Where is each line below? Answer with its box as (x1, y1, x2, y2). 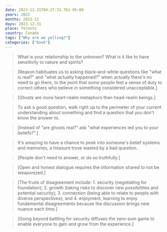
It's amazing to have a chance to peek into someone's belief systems (17, 139, 160, 145)
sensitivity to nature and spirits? (17, 59, 83, 65)
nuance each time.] (17, 206, 57, 212)
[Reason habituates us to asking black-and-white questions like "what (17, 69, 161, 75)
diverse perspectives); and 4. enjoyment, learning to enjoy (17, 195, 138, 201)
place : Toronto (5, 26, 37, 31)
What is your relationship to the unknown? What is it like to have (17, 54, 149, 60)
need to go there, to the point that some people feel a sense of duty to (17, 79, 162, 85)
